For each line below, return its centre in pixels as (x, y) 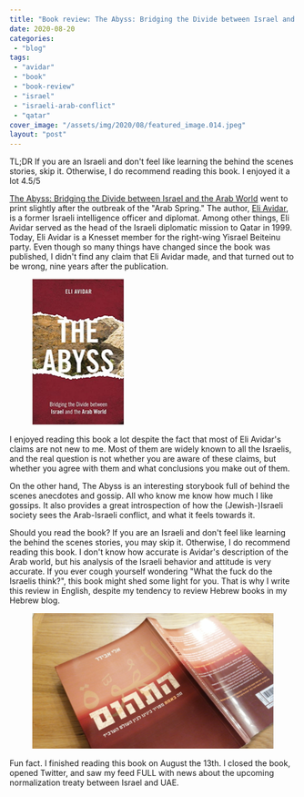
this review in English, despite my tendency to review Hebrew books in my (148, 591)
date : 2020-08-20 (42, 29)
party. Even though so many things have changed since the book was (140, 247)
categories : (32, 38)
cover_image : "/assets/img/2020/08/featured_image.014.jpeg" (128, 125)
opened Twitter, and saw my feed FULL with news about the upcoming (142, 773)
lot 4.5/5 (25, 181)
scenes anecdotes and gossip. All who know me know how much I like (142, 496)
